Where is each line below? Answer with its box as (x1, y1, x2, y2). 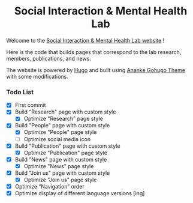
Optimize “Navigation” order (14, 183, 85, 190)
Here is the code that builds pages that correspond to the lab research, (6, 48, 182, 55)
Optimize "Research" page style (23, 115, 103, 123)
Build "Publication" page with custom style (14, 142, 121, 150)
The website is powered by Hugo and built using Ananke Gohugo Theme (6, 66, 186, 73)
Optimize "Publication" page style (23, 149, 108, 156)
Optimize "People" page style (23, 129, 97, 136)
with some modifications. (6, 73, 69, 80)
